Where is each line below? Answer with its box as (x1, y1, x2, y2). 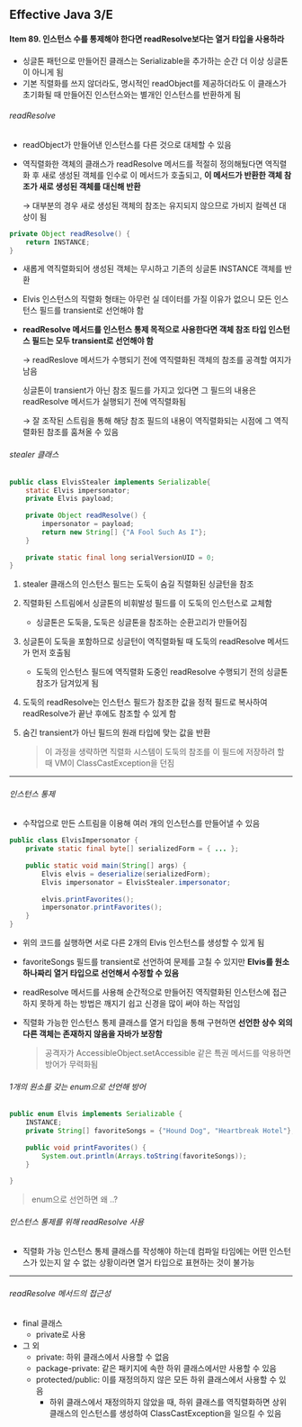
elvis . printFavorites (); (41, 895, 135, 904)
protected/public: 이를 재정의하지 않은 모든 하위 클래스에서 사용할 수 (35, 1374, 277, 1385)
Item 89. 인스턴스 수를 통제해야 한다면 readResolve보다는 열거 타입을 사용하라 (9, 33, 285, 44)
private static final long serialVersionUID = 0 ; (25, 553, 216, 562)
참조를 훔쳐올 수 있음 (46, 427, 120, 438)
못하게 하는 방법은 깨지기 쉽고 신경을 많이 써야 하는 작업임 (39, 998, 241, 1009)
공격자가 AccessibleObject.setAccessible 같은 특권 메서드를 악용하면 (44, 1048, 292, 1059)
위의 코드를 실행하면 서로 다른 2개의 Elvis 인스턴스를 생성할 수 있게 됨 (22, 937, 265, 949)
